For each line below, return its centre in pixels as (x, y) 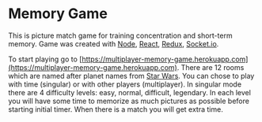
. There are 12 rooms (211, 67)
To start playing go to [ (45, 59)
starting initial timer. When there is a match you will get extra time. (116, 109)
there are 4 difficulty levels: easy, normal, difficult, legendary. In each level (130, 92)
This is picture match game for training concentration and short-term (120, 35)
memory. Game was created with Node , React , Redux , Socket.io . (114, 43)
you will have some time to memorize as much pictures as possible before (129, 101)
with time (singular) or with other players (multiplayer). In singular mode (125, 84)
